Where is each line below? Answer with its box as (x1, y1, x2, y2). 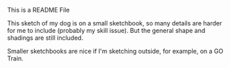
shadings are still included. (7, 34, 84, 42)
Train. (7, 54, 24, 63)
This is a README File (7, 6, 70, 14)
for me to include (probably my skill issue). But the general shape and (7, 27, 206, 34)
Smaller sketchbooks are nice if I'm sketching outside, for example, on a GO (7, 47, 224, 55)
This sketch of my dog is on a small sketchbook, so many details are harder (7, 19, 222, 27)
